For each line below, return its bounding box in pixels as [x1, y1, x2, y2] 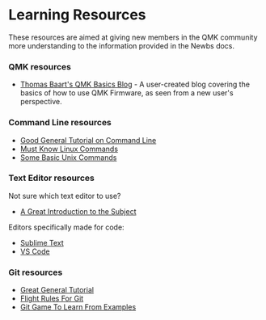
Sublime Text [19, 238, 65, 247]
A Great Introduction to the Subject [19, 206, 137, 216]
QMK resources [8, 61, 71, 72]
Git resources [8, 267, 63, 278]
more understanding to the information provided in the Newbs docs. [8, 40, 235, 50]
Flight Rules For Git [19, 293, 84, 304]
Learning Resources [8, 6, 146, 24]
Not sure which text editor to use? [8, 191, 121, 200]
